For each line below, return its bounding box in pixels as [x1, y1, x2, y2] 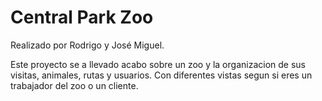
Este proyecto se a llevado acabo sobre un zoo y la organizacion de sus [10, 58, 306, 70]
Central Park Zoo [10, 6, 154, 29]
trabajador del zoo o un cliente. [10, 79, 139, 91]
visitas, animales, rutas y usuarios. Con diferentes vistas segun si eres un [10, 69, 313, 81]
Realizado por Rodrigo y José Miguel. [10, 39, 165, 51]
